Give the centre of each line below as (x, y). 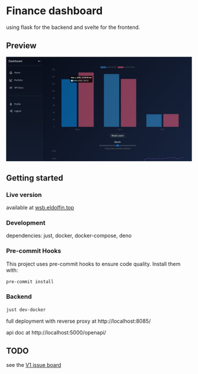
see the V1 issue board (34, 365)
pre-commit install (30, 281)
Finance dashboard (55, 11)
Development (26, 222)
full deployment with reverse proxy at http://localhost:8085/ (79, 321)
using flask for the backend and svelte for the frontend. (73, 27)
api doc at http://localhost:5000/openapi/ (56, 332)
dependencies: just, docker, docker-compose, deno (69, 236)
